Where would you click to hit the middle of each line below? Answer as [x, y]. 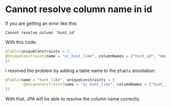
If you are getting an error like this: [41, 23]
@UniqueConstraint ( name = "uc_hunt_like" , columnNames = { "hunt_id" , [81, 56]
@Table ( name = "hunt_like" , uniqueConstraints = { [60, 80]
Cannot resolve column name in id [79, 9]
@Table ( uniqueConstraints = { [37, 51]
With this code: [21, 42]
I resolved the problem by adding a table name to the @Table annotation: [81, 70]
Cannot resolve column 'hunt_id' [41, 32]
